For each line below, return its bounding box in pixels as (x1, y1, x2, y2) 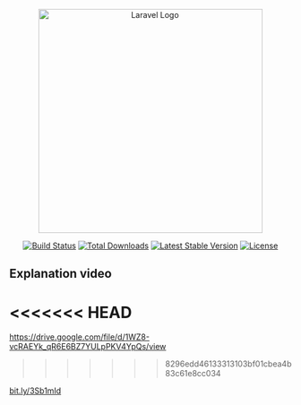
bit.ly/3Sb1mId (9, 385, 62, 396)
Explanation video (9, 266, 112, 281)
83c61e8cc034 (165, 368, 221, 379)
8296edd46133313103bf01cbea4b (165, 358, 292, 369)
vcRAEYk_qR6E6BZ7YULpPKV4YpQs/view (9, 341, 167, 352)
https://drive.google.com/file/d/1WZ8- (9, 332, 150, 342)
